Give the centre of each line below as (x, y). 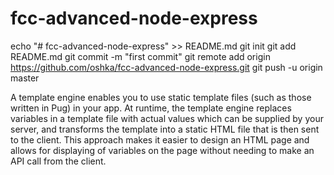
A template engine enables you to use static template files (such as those (161, 97)
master (25, 78)
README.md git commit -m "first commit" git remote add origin (140, 56)
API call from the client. (58, 161)
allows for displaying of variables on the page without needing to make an (162, 150)
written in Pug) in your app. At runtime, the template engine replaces (151, 108)
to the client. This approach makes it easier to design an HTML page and (160, 139)
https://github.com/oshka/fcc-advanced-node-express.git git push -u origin (166, 67)
